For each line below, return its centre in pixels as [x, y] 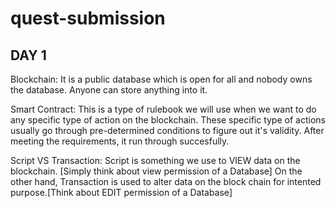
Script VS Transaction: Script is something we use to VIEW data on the [155, 160]
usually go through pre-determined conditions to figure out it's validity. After [167, 130]
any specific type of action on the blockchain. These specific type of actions [168, 120]
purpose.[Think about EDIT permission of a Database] [121, 192]
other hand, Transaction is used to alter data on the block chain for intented [166, 181]
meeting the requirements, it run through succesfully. [120, 141]
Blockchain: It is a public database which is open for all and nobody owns [161, 79]
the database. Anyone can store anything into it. [109, 90]
